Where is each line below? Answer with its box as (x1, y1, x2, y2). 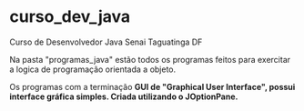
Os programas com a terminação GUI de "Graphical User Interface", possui (9, 81, 296, 92)
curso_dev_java (9, 6, 131, 27)
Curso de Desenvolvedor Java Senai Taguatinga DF (9, 36, 203, 47)
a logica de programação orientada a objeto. (9, 64, 177, 75)
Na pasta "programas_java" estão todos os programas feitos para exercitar (9, 54, 291, 65)
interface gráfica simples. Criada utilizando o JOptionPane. (9, 91, 238, 102)
